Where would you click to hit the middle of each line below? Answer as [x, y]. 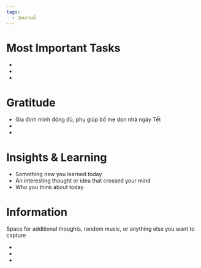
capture [16, 236]
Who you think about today [49, 187]
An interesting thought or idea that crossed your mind [83, 181]
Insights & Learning [57, 157]
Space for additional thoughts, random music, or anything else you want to [100, 229]
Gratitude [31, 102]
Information [37, 212]
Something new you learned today [59, 174]
